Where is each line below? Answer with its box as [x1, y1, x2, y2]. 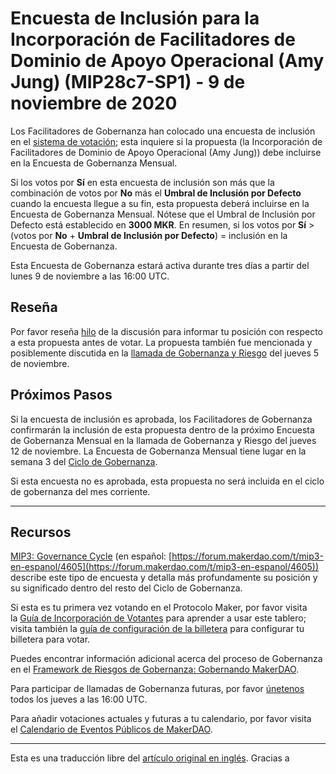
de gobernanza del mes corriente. [10, 485, 151, 497]
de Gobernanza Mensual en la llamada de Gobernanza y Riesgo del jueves [10, 434, 317, 446]
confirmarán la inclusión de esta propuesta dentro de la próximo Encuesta [10, 423, 315, 436]
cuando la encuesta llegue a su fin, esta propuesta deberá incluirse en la [10, 197, 310, 209]
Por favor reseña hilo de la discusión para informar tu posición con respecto [10, 325, 323, 337]
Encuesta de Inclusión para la [10, 7, 260, 30]
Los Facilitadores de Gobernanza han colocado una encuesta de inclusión [10, 125, 316, 137]
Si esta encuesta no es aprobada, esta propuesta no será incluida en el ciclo [10, 475, 325, 487]
